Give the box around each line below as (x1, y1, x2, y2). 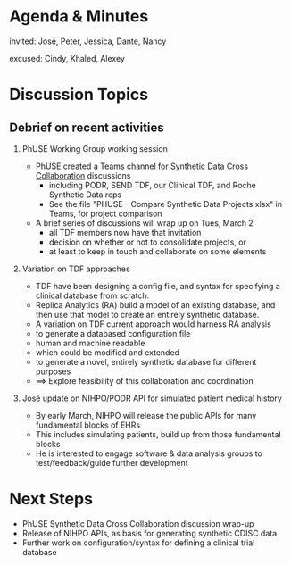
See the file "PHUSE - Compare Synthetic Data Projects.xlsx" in (48, 198, 283, 209)
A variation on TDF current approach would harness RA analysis (35, 319, 272, 329)
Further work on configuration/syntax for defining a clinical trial (21, 537, 255, 548)
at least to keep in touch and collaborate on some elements (48, 245, 267, 256)
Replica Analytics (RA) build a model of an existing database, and (35, 299, 276, 310)
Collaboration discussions (35, 170, 131, 180)
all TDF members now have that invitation (48, 227, 202, 237)
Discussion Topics (9, 85, 149, 104)
